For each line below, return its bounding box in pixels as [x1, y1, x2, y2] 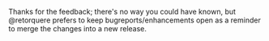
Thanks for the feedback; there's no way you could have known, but [8, 7, 237, 16]
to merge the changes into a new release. [8, 24, 147, 33]
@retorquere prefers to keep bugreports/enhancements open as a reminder [8, 15, 261, 25]
